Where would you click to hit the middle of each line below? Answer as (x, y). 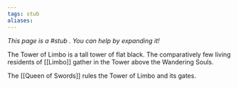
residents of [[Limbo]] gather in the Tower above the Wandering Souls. (111, 62)
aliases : (20, 21)
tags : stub (23, 14)
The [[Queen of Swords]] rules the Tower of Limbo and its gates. (102, 76)
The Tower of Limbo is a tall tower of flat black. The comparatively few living (119, 54)
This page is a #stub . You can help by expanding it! (83, 40)
